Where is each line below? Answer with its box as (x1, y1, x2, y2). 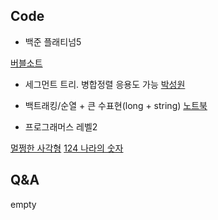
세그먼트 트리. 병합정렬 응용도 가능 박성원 (24, 78, 186, 90)
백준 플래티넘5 (24, 35, 82, 48)
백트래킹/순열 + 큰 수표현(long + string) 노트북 (24, 99, 208, 111)
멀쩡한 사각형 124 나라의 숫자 (10, 142, 124, 154)
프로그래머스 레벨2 (24, 120, 98, 133)
